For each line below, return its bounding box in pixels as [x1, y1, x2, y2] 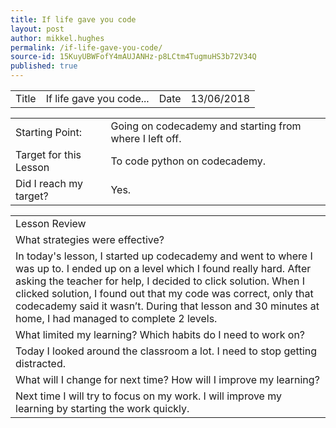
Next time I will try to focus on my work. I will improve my [15, 389, 282, 403]
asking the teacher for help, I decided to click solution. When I [15, 274, 305, 288]
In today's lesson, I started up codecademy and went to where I [15, 249, 313, 263]
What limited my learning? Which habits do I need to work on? [15, 328, 306, 341]
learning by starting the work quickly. [15, 402, 190, 415]
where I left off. [110, 132, 182, 145]
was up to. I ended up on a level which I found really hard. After [15, 262, 312, 275]
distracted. [15, 357, 66, 370]
